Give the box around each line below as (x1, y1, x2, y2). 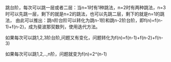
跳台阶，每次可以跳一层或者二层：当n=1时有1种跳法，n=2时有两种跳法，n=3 (5, 5, 166, 10)
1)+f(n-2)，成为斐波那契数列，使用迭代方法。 (5, 24, 101, 30)
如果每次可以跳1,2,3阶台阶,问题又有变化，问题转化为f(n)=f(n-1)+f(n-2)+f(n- (5, 35, 164, 40)
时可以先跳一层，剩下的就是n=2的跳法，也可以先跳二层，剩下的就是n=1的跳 (5, 11, 165, 17)
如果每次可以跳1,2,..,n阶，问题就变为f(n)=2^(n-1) (5, 51, 108, 57)
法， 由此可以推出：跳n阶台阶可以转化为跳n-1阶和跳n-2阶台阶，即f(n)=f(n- (5, 17, 163, 23)
